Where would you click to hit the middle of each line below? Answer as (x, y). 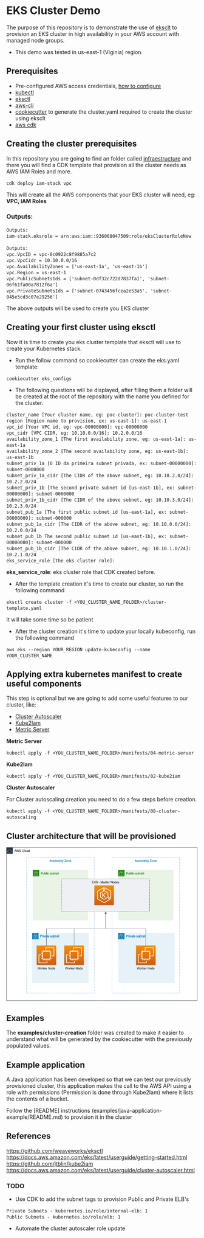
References (29, 1136)
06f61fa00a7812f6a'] (32, 285)
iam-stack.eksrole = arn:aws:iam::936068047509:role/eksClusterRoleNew (99, 236)
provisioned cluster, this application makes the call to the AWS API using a (99, 1086)
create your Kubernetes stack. (44, 348)
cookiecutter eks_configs (39, 379)
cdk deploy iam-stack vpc (39, 183)
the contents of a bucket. (38, 1099)
